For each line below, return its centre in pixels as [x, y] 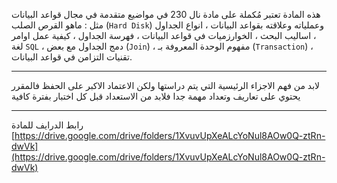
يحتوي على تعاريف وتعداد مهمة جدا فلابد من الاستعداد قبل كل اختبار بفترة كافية [156, 96]
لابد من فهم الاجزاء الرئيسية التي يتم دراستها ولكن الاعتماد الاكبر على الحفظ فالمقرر [166, 85]
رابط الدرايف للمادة [47, 125]
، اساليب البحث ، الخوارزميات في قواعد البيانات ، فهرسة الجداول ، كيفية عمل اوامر [164, 35]
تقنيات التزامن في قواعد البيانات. [72, 57]
